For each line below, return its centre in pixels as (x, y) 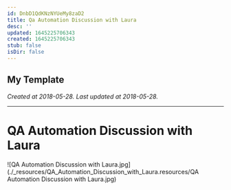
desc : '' (20, 26)
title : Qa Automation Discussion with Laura (72, 20)
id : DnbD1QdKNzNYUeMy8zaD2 (46, 13)
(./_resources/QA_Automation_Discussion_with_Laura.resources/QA (103, 171)
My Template (36, 80)
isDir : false (26, 52)
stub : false (24, 45)
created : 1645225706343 (41, 39)
